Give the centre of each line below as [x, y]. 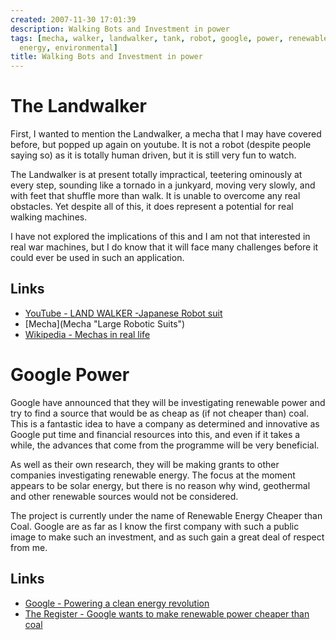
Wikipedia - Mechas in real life [87, 334]
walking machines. [49, 217]
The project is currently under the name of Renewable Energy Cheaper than [166, 515]
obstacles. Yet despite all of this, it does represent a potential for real [152, 207]
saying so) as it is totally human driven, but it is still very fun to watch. [153, 155]
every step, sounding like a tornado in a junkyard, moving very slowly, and [163, 185]
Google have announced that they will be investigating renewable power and [168, 402]
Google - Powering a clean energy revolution [117, 603]
